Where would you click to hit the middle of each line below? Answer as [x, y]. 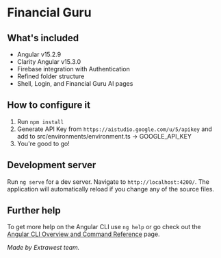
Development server [52, 165]
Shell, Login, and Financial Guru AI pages [75, 83]
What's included [43, 38]
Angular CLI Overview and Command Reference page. [83, 234]
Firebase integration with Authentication [73, 69]
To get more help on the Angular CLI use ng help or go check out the [104, 227]
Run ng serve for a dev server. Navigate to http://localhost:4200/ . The [108, 181]
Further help [34, 211]
